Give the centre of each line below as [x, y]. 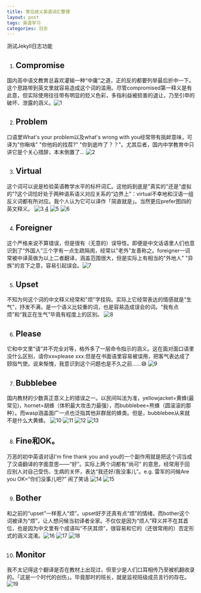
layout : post [23, 17]
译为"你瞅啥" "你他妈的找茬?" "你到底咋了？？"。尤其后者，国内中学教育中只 [101, 145]
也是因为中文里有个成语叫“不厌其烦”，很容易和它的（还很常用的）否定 [103, 528]
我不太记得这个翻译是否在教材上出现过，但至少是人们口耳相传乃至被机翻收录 [101, 570]
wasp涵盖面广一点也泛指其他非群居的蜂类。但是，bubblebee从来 [105, 413]
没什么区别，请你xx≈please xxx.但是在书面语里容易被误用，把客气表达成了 [98, 357]
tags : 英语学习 [24, 23]
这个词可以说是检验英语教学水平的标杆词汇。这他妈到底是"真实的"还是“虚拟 [99, 186]
